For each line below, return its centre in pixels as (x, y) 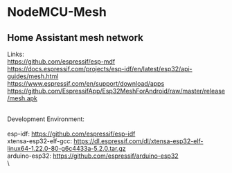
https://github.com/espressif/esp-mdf (61, 62)
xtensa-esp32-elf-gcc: (40, 141)
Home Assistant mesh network (75, 38)
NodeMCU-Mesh (57, 12)
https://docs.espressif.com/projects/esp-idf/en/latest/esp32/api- (100, 69)
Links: (16, 54)
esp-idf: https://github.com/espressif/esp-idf (71, 134)
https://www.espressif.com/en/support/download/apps (86, 83)
